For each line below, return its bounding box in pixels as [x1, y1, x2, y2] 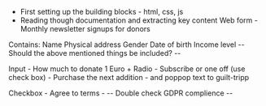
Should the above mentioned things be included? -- [8, 49, 181, 57]
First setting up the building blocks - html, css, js [20, 7, 184, 16]
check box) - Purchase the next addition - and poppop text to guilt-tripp [8, 73, 250, 82]
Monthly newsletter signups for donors [20, 24, 150, 33]
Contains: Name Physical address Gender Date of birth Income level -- [8, 40, 246, 49]
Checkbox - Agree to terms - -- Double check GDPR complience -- [8, 88, 233, 98]
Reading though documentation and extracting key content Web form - [20, 15, 258, 25]
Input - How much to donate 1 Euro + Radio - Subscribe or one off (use [8, 64, 246, 74]
